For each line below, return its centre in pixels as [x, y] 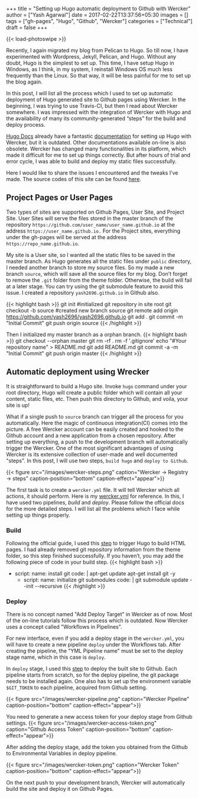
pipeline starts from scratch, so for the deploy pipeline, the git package [92, 675]
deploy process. [26, 125]
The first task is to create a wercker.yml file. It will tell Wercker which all [93, 490]
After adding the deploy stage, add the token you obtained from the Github [97, 747]
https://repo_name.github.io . [43, 243]
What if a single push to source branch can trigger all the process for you [95, 416]
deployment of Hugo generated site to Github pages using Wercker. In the [96, 99]
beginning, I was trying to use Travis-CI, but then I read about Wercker [92, 106]
